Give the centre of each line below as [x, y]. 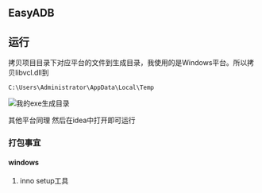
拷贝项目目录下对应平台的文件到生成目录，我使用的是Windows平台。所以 [128, 63]
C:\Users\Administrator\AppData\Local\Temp [81, 88]
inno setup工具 [44, 181]
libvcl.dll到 [32, 73]
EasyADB [31, 13]
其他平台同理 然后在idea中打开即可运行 [72, 120]
